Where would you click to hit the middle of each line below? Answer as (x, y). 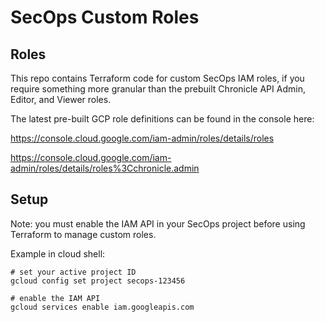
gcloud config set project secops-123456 (98, 281)
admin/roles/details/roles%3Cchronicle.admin (105, 168)
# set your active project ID (73, 272)
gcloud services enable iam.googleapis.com (102, 307)
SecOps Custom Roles (105, 17)
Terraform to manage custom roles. (83, 234)
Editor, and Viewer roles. (61, 99)
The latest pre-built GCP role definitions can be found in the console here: (162, 119)
